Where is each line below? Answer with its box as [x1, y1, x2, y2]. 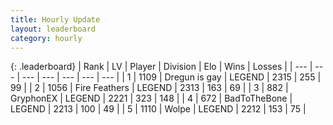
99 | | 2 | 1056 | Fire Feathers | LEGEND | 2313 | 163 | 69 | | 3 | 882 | [10, 82, 289, 94]
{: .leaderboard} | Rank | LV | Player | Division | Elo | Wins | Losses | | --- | [10, 61, 313, 73]
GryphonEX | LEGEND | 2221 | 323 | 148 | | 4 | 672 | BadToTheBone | [10, 92, 293, 105]
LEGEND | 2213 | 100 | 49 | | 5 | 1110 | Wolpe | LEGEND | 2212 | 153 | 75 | [10, 103, 307, 115]
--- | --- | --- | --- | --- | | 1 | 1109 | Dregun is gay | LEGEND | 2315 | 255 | [21, 71, 322, 83]
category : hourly [10, 33, 83, 43]
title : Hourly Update [10, 14, 101, 25]
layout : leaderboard [10, 24, 97, 34]
